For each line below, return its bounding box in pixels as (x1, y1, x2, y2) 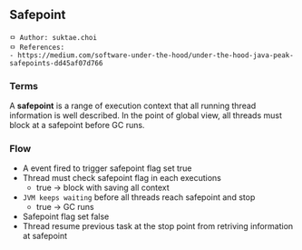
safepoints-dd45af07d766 (9, 58, 103, 67)
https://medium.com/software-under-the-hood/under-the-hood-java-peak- (17, 50, 295, 60)
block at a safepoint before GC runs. (9, 120, 145, 131)
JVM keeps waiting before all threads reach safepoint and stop (22, 192, 256, 203)
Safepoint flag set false (22, 211, 110, 222)
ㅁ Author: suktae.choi (9, 33, 98, 42)
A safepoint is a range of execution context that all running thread (9, 100, 257, 112)
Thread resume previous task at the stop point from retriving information (22, 221, 294, 232)
